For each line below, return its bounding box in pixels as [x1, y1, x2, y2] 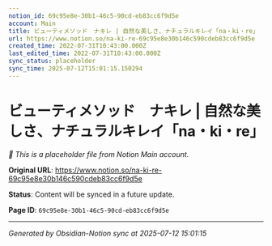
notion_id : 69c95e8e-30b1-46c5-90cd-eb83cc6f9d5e [8, 11, 180, 20]
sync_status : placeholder [8, 57, 96, 66]
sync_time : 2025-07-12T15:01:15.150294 [8, 65, 143, 73]
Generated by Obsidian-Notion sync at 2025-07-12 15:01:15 [8, 228, 207, 238]
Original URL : [8, 165, 54, 175]
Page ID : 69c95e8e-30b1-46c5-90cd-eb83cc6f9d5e [8, 205, 170, 214]
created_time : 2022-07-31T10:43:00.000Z [8, 42, 147, 50]
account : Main [8, 19, 57, 28]
